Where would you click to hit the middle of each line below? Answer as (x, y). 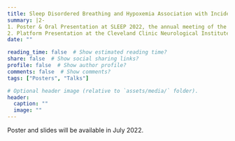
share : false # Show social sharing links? (73, 59)
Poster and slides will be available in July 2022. (76, 130)
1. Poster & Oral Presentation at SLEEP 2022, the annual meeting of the (117, 27)
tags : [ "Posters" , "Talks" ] (48, 78)
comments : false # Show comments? (59, 72)
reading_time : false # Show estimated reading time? (87, 52)
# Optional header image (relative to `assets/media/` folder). (103, 91)
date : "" (20, 40)
